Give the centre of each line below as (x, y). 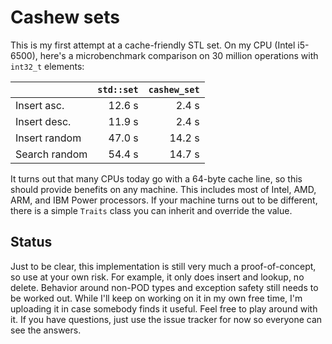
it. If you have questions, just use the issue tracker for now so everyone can (166, 319)
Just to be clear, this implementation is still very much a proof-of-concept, (163, 266)
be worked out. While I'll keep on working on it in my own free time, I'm (156, 298)
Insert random (48, 138)
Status (31, 242)
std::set (118, 89)
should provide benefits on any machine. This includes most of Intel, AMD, (163, 189)
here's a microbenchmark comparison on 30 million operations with (179, 55)
